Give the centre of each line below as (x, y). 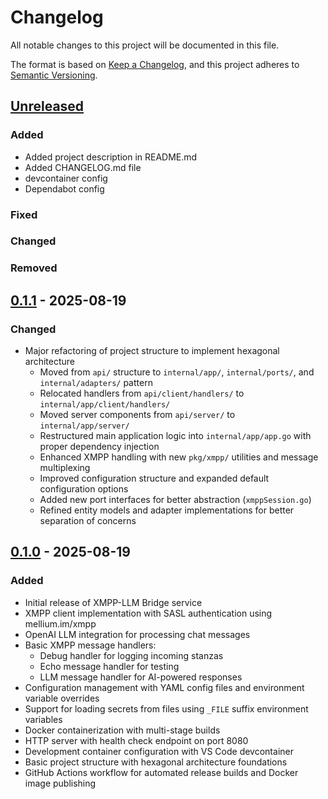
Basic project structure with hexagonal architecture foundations (156, 762)
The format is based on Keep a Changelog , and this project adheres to (155, 64)
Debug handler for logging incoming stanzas (131, 655)
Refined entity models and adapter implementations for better (167, 510)
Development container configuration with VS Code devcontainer (159, 751)
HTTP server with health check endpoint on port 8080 (136, 740)
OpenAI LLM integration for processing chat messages (137, 634)
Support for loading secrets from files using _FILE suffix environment (166, 708)
